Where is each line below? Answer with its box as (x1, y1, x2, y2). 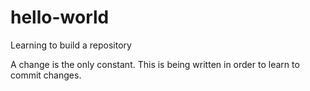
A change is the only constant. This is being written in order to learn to (10, 58, 300, 70)
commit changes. (10, 69, 82, 81)
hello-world (10, 6, 110, 29)
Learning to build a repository (10, 39, 132, 51)
